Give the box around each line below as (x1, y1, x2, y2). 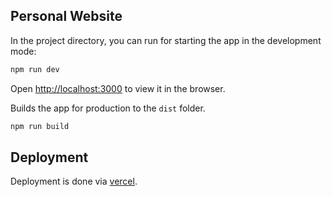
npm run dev (10, 64, 60, 74)
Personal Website (10, 8, 123, 25)
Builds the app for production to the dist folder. (10, 102, 206, 114)
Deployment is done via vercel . (10, 175, 138, 188)
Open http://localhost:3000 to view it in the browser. (10, 82, 226, 94)
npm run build (10, 121, 70, 131)
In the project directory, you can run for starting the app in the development (10, 34, 322, 46)
